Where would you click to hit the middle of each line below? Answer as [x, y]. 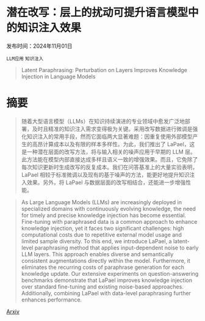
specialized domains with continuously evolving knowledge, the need [109, 208]
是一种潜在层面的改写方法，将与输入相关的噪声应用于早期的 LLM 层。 [109, 152]
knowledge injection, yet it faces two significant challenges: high [103, 228]
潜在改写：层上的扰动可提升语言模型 [97, 13]
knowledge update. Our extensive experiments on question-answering [110, 273]
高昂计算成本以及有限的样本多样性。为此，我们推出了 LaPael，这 [113, 144]
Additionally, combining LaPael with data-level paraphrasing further [106, 293]
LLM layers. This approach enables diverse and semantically [97, 254]
